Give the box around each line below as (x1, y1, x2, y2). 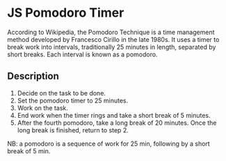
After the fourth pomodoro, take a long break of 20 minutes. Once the (17, 118, 217, 127)
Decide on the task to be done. (17, 89, 106, 97)
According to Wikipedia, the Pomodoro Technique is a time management (7, 28, 215, 36)
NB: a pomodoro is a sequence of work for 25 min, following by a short (7, 139, 210, 148)
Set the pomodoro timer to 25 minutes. (17, 96, 129, 105)
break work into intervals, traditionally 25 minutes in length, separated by (7, 43, 216, 51)
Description (7, 70, 59, 82)
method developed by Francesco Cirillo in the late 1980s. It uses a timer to (7, 35, 220, 43)
